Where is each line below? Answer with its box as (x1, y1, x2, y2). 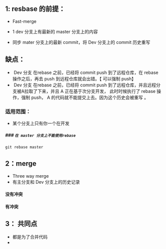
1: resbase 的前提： (5, 4, 66, 13)
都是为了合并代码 (12, 234, 48, 240)
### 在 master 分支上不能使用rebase (5, 132, 76, 138)
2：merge (5, 159, 36, 168)
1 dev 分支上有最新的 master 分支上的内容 (12, 28, 98, 34)
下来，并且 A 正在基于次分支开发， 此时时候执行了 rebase (37, 88, 156, 94)
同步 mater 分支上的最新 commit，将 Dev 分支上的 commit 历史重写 (12, 39, 151, 45)
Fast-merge (12, 18, 36, 24)
